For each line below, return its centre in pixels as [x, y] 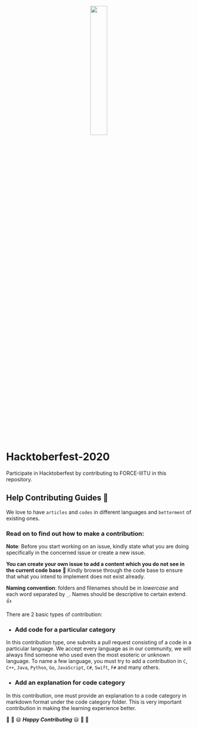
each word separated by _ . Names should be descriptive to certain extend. [96, 594]
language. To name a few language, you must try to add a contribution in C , [97, 661]
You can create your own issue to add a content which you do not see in [96, 564]
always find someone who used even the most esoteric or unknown [88, 655]
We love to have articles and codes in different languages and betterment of [99, 512]
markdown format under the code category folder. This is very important [94, 702]
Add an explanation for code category [70, 683]
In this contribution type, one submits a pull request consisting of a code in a [99, 643]
